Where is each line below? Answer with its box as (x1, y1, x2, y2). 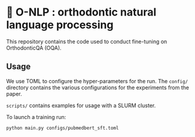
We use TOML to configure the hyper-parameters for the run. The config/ (6, 77, 188, 84)
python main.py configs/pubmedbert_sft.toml (6, 125, 119, 131)
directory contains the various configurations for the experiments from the (6, 84, 190, 91)
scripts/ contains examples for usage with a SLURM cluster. (6, 102, 156, 109)
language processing (6, 18, 114, 32)
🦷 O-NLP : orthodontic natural (6, 5, 157, 19)
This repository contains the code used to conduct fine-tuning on (6, 38, 167, 45)
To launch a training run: (6, 113, 66, 120)
